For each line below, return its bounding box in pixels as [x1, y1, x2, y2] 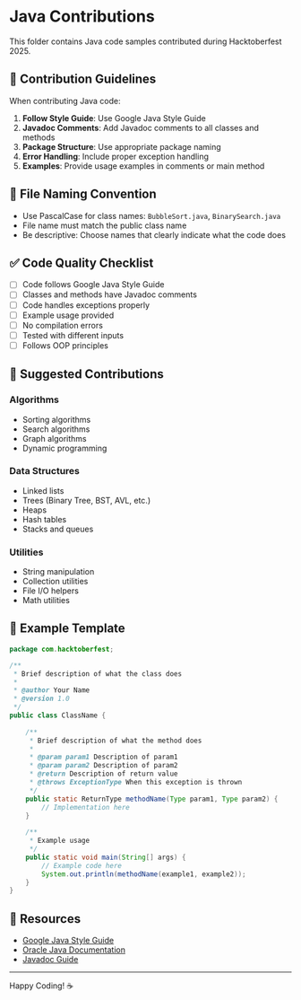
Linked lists [21, 485, 64, 496]
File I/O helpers [21, 585, 79, 596]
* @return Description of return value [29, 769, 178, 778]
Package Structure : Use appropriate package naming [21, 141, 221, 152]
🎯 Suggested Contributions [9, 366, 164, 382]
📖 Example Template [9, 621, 125, 636]
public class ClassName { [9, 711, 106, 720]
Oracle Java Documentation [21, 944, 125, 955]
